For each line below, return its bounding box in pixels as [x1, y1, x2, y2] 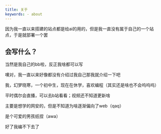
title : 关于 [5, 7, 28, 12]
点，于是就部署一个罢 [5, 32, 48, 38]
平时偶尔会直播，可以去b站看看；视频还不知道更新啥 [5, 92, 111, 98]
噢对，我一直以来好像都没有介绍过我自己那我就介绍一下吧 [5, 72, 121, 78]
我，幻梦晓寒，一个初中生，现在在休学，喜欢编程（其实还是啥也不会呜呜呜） [5, 82, 159, 88]
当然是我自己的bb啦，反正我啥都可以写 [5, 62, 83, 67]
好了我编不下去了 [5, 124, 40, 130]
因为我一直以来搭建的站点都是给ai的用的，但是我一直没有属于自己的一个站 [5, 25, 154, 32]
